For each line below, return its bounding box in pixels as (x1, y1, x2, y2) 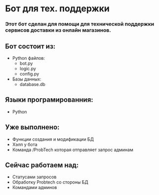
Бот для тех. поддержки (5, 3, 110, 14)
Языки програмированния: (5, 96, 94, 104)
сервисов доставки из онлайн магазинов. (5, 27, 111, 34)
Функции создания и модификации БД (12, 136, 94, 142)
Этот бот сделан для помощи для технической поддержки (5, 21, 155, 28)
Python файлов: (12, 55, 45, 61)
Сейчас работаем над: (5, 161, 79, 169)
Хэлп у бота (12, 141, 38, 147)
